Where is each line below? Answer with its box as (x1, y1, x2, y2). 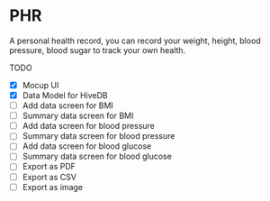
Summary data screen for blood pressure (22, 131, 175, 142)
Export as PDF (22, 161, 76, 172)
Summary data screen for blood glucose (22, 151, 173, 162)
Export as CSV (22, 171, 76, 182)
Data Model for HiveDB (22, 90, 108, 100)
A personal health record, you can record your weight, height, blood (9, 35, 261, 46)
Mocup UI (22, 79, 59, 90)
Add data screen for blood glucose (22, 141, 152, 151)
